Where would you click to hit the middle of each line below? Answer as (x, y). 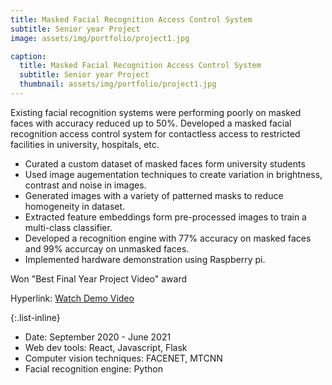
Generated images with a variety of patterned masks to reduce (154, 195)
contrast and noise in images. (85, 185)
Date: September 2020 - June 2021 (98, 337)
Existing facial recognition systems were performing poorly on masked (156, 112)
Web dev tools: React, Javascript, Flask (106, 347)
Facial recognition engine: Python (93, 368)
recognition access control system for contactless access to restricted (155, 133)
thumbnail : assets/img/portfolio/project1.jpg (118, 84)
